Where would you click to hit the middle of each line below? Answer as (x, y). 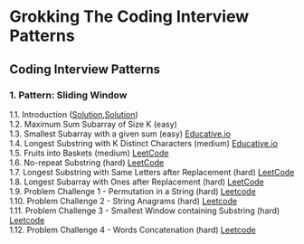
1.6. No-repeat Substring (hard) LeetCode (87, 162)
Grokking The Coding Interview (129, 17)
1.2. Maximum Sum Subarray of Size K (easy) (94, 124)
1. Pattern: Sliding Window (68, 95)
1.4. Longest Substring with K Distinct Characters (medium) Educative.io (144, 143)
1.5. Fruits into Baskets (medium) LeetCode (89, 153)
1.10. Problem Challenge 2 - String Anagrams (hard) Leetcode (123, 201)
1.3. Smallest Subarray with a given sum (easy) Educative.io (120, 134)
